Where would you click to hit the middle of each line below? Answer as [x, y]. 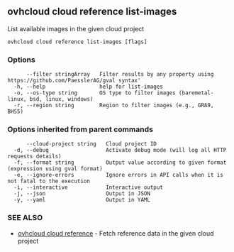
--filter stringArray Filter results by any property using [120, 75]
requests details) [34, 157]
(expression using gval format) [55, 169]
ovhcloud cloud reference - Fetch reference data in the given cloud [116, 233]
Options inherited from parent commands [80, 129]
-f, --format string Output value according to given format [120, 163]
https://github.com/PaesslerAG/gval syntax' [74, 81]
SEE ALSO [25, 218]
